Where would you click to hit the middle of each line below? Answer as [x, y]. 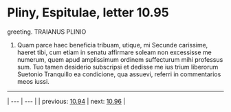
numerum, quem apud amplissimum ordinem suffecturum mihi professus [120, 59]
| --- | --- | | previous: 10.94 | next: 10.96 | [66, 101]
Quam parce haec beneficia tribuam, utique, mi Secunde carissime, [112, 45]
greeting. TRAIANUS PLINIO [47, 32]
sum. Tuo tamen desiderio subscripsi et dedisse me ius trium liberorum [118, 67]
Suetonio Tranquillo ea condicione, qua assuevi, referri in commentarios [119, 74]
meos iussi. [33, 81]
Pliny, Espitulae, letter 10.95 [88, 13]
